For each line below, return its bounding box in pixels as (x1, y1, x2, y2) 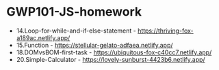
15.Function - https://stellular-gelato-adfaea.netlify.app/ (16, 41, 173, 49)
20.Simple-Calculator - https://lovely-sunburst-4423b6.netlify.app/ (16, 55, 206, 63)
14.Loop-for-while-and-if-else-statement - (16, 27, 136, 35)
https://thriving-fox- (137, 27, 194, 35)
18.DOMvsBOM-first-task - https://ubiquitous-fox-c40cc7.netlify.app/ (16, 48, 212, 56)
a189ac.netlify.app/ (16, 33, 70, 41)
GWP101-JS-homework (6, 4, 142, 20)
